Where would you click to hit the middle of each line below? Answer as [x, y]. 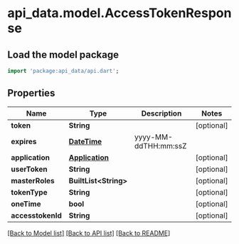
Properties [31, 93]
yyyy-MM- [153, 137]
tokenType [29, 192]
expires [24, 141]
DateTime [85, 141]
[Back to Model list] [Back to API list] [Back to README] [89, 233]
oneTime [26, 203]
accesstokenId [37, 215]
